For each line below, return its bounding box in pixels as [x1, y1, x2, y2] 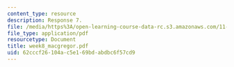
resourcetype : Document [7, 36, 77, 43]
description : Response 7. [7, 17, 82, 24]
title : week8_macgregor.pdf [7, 43, 89, 50]
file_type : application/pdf [7, 29, 89, 37]
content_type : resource [7, 10, 77, 17]
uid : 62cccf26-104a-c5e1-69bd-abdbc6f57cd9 [7, 50, 136, 57]
